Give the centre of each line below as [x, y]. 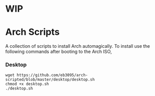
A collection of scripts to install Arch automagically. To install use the [78, 46]
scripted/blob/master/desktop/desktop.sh [50, 80]
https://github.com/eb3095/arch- [52, 75]
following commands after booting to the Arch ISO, [59, 52]
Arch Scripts [32, 32]
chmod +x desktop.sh [27, 84]
